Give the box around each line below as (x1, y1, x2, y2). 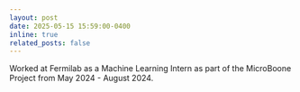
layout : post (9, 13, 59, 23)
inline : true (9, 30, 59, 39)
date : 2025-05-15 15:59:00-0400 (9, 22, 131, 31)
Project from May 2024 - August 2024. (9, 73, 154, 84)
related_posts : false (9, 38, 91, 48)
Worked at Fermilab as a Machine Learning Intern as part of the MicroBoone (9, 63, 292, 74)
